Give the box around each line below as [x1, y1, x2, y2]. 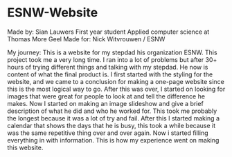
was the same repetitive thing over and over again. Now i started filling [7, 129, 209, 137]
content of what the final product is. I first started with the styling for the [7, 70, 213, 78]
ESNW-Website [7, 5, 98, 21]
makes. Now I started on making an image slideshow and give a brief [7, 99, 204, 107]
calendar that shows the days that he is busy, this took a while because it [7, 121, 216, 129]
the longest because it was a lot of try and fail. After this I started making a [7, 114, 220, 122]
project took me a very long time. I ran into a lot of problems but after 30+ [7, 55, 217, 63]
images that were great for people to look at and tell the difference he [7, 92, 206, 101]
